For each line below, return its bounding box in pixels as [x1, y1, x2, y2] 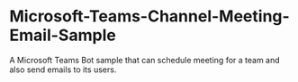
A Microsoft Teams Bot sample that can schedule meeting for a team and [9, 54, 281, 65]
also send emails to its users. [9, 64, 117, 75]
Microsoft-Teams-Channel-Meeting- [9, 6, 290, 27]
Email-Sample [9, 25, 117, 45]
